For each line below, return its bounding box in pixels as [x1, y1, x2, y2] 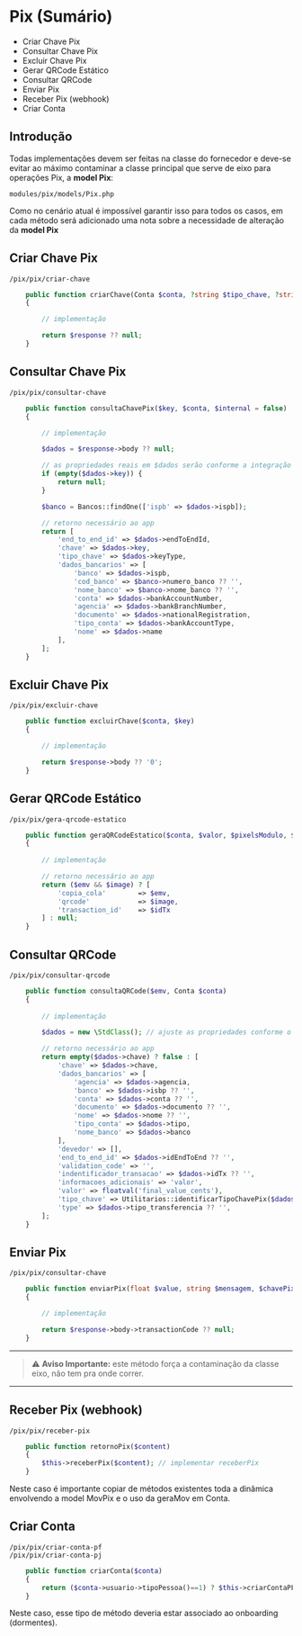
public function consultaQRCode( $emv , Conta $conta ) [25, 986, 227, 995]
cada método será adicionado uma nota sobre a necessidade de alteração [9, 214, 285, 226]
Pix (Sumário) [9, 6, 113, 27]
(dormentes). [9, 1617, 58, 1628]
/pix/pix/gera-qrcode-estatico [9, 814, 127, 824]
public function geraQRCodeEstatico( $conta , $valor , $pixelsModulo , [25, 831, 288, 840]
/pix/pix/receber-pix [9, 1426, 91, 1435]
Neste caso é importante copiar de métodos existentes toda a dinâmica [9, 1483, 274, 1495]
